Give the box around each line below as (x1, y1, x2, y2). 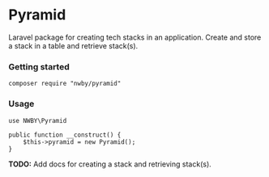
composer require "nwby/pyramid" (8, 79, 122, 88)
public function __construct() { (8, 131, 122, 139)
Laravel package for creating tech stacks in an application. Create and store (8, 32, 262, 42)
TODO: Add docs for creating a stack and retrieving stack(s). (8, 159, 212, 169)
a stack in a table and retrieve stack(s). (8, 40, 139, 50)
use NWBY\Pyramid (8, 116, 67, 124)
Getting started (8, 61, 70, 72)
